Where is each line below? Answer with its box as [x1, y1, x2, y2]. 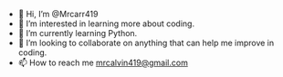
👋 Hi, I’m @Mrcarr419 [17, 9, 99, 19]
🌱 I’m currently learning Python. [17, 28, 138, 38]
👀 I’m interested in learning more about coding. [17, 18, 194, 29]
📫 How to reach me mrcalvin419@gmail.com [17, 57, 189, 68]
